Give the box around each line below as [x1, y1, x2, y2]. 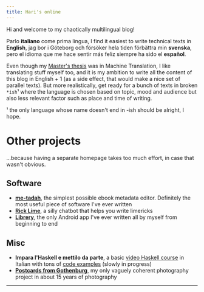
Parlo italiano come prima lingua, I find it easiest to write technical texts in [6, 37, 192, 44]
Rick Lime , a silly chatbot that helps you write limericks [15, 207, 153, 215]
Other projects [6, 134, 81, 148]
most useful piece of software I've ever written [15, 201, 132, 208]
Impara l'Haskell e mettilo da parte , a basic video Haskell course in [15, 254, 184, 262]
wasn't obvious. [6, 161, 46, 168]
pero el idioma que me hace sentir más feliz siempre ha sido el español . [6, 50, 186, 58]
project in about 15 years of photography [15, 273, 117, 280]
